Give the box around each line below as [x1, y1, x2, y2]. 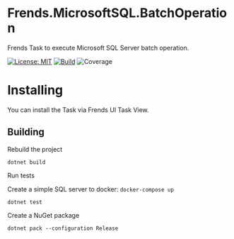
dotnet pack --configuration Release [7, 225, 119, 232]
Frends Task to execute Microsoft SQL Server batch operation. [7, 43, 189, 52]
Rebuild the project [7, 145, 63, 153]
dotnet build [7, 158, 46, 166]
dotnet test [7, 199, 42, 206]
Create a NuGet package [7, 211, 80, 219]
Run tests [7, 171, 35, 179]
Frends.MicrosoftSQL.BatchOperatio [7, 5, 228, 21]
